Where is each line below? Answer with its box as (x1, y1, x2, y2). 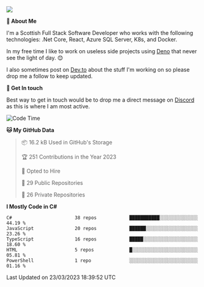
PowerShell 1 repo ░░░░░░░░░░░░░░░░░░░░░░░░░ (6, 258, 199, 264)
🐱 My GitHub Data (6, 127, 55, 133)
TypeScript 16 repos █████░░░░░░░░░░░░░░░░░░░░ (6, 236, 199, 242)
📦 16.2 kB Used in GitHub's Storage (21, 139, 113, 146)
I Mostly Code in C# (6, 203, 57, 210)
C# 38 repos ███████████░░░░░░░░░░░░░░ (6, 215, 199, 221)
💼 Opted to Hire (21, 168, 61, 174)
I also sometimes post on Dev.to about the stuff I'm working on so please (6, 66, 190, 73)
